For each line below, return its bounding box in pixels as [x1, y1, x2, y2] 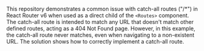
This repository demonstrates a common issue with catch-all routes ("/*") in [6, 6, 198, 12]
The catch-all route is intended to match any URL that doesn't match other [6, 18, 194, 25]
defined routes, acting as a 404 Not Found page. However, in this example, [6, 25, 196, 32]
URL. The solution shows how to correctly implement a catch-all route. [6, 38, 184, 45]
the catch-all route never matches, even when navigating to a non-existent [6, 31, 195, 39]
